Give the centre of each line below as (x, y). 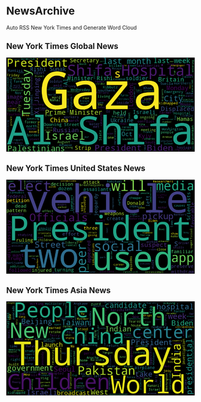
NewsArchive (41, 11)
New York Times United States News (76, 168)
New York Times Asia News (59, 290)
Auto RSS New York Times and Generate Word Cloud (71, 27)
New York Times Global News (62, 46)
